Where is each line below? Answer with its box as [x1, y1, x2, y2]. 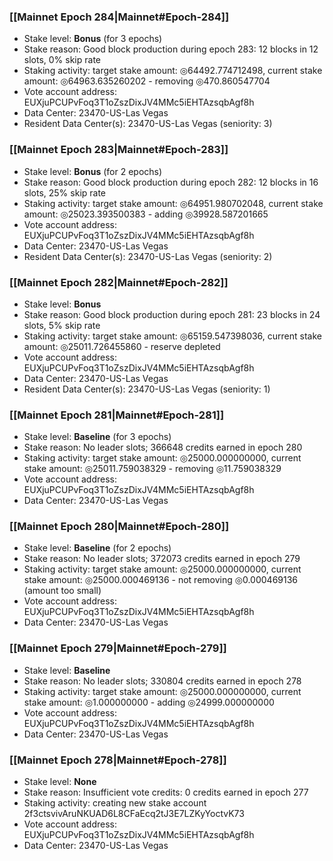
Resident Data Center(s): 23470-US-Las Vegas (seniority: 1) [23, 383, 271, 395]
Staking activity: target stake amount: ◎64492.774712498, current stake [23, 65, 323, 77]
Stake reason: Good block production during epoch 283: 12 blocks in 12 [23, 43, 319, 55]
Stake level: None [23, 776, 97, 788]
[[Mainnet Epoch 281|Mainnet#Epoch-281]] [9, 408, 225, 422]
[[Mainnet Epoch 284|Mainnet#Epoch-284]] [9, 10, 230, 24]
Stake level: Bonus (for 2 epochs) [23, 165, 163, 177]
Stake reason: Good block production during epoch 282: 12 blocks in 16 [23, 176, 319, 188]
